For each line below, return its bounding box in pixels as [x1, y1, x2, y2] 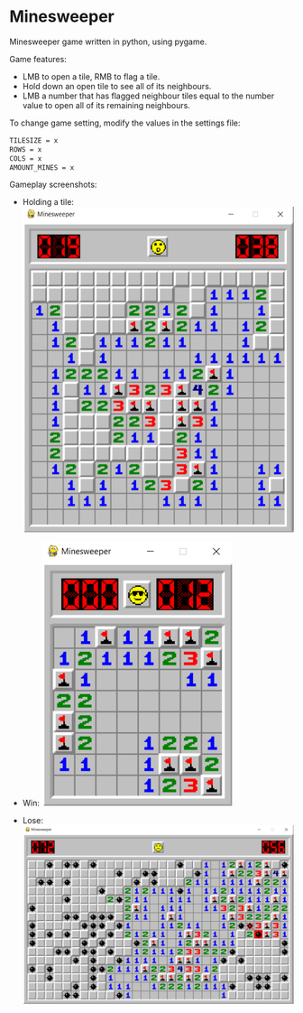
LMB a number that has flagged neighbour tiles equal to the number [22, 90, 275, 101]
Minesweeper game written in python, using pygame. [9, 36, 207, 47]
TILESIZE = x [9, 135, 59, 145]
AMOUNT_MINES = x [9, 163, 75, 172]
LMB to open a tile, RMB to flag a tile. [22, 70, 161, 82]
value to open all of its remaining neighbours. [22, 99, 191, 110]
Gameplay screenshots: [9, 179, 97, 190]
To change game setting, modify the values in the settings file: [9, 117, 241, 128]
